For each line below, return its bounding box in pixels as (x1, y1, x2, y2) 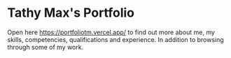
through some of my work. (7, 43, 84, 51)
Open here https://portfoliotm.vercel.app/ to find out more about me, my (7, 28, 216, 36)
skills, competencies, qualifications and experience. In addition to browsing (7, 35, 224, 43)
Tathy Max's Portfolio (7, 5, 135, 21)
